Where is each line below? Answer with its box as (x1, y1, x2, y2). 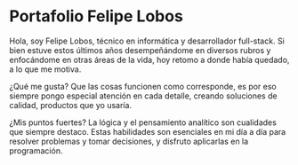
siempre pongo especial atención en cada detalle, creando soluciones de (9, 90, 278, 101)
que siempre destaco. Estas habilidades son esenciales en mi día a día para (9, 126, 286, 137)
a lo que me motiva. (9, 64, 82, 75)
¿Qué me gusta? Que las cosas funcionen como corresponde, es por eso (9, 81, 278, 91)
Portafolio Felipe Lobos (9, 6, 184, 27)
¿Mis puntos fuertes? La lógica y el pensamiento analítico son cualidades (9, 117, 278, 128)
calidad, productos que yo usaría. (9, 99, 132, 110)
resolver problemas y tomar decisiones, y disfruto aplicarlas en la (9, 136, 249, 146)
